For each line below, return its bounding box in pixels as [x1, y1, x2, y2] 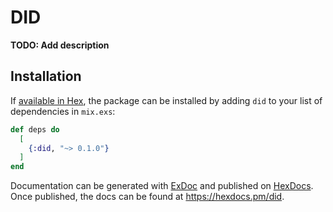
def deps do [10, 124, 60, 135]
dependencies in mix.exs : [10, 105, 116, 117]
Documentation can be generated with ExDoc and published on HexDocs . [10, 180, 314, 192]
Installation [10, 68, 82, 85]
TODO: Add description [10, 39, 110, 51]
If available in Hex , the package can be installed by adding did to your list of [10, 94, 323, 106]
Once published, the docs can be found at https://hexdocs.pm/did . [10, 191, 285, 203]
